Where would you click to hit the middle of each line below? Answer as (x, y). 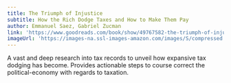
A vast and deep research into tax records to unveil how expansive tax (107, 58)
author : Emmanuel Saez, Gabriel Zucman (64, 26)
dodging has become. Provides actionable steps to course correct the (106, 65)
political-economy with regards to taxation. (68, 73)
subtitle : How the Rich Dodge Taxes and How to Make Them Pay (98, 20)
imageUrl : (21, 39)
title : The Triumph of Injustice (55, 13)
